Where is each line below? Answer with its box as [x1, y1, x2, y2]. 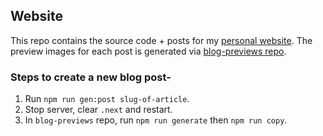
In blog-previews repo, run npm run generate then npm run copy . [24, 114, 288, 126]
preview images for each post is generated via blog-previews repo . [10, 45, 287, 57]
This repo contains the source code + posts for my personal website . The [10, 34, 313, 46]
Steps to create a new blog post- [10, 70, 172, 84]
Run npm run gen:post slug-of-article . [24, 93, 190, 105]
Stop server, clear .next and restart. [24, 104, 173, 116]
